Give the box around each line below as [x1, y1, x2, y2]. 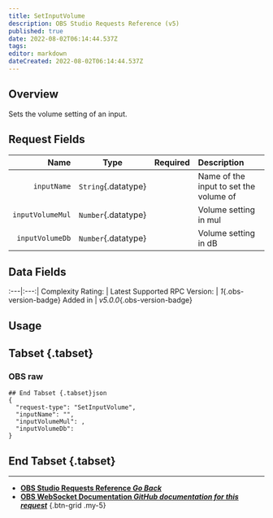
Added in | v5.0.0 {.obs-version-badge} [62, 295, 193, 305]
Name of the [197, 170, 245, 181]
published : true [8, 27, 63, 35]
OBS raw [8, 371, 43, 382]
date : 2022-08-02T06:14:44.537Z [8, 34, 118, 43]
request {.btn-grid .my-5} [19, 501, 107, 511]
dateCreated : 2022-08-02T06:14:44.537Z [8, 58, 144, 66]
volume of [197, 190, 236, 202]
